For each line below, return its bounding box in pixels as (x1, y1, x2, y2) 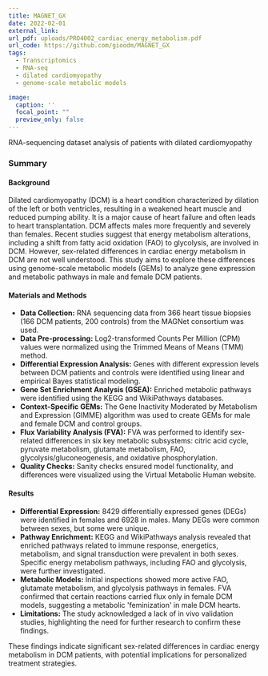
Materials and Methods (8, 290, 87, 300)
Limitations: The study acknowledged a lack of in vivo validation (19, 609, 234, 618)
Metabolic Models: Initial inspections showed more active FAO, (19, 574, 229, 584)
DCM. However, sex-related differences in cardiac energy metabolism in (8, 246, 246, 257)
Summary (8, 157, 48, 168)
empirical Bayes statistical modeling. (19, 376, 141, 386)
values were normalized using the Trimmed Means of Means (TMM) (19, 342, 244, 352)
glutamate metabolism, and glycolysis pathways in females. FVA (19, 583, 232, 593)
